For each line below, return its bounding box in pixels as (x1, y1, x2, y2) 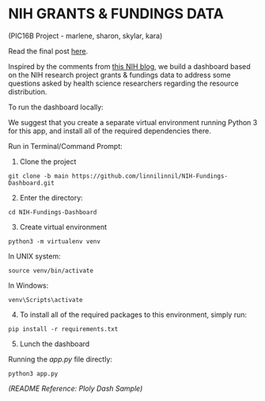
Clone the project (19, 156, 77, 166)
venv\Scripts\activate (8, 296, 83, 304)
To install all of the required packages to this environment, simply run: (19, 310, 248, 319)
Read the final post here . (8, 46, 89, 55)
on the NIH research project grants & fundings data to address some (8, 70, 231, 79)
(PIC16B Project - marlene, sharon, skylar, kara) (8, 31, 163, 40)
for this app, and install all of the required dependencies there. (8, 126, 211, 136)
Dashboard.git (8, 179, 55, 187)
